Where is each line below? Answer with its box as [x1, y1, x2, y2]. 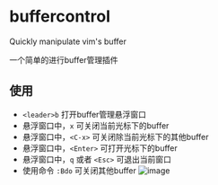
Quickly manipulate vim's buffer [9, 36, 127, 47]
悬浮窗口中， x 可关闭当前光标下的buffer [22, 119, 170, 131]
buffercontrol [9, 6, 110, 27]
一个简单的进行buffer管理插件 [9, 54, 118, 65]
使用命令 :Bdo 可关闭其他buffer [22, 164, 137, 176]
